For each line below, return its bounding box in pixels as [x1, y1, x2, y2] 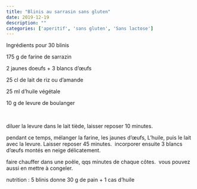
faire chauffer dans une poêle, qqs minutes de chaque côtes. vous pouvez [6, 159, 190, 166]
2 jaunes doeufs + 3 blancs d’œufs [6, 65, 92, 72]
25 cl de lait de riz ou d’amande [6, 76, 84, 83]
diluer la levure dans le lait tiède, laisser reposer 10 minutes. [6, 123, 153, 130]
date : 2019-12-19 [6, 14, 50, 20]
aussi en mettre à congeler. [6, 165, 73, 172]
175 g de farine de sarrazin [6, 53, 72, 60]
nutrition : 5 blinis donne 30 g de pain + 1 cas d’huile [6, 176, 135, 184]
